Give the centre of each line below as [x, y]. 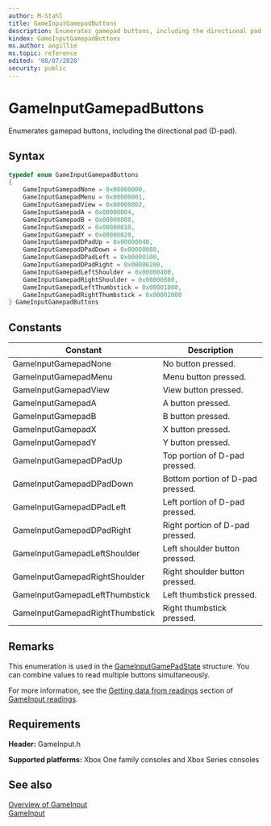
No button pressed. [199, 364]
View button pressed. [203, 390]
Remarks [31, 647]
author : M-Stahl [35, 16]
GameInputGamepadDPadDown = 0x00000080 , [92, 250]
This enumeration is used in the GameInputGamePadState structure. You [129, 666]
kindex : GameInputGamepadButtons [65, 38]
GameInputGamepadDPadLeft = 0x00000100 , [92, 258]
